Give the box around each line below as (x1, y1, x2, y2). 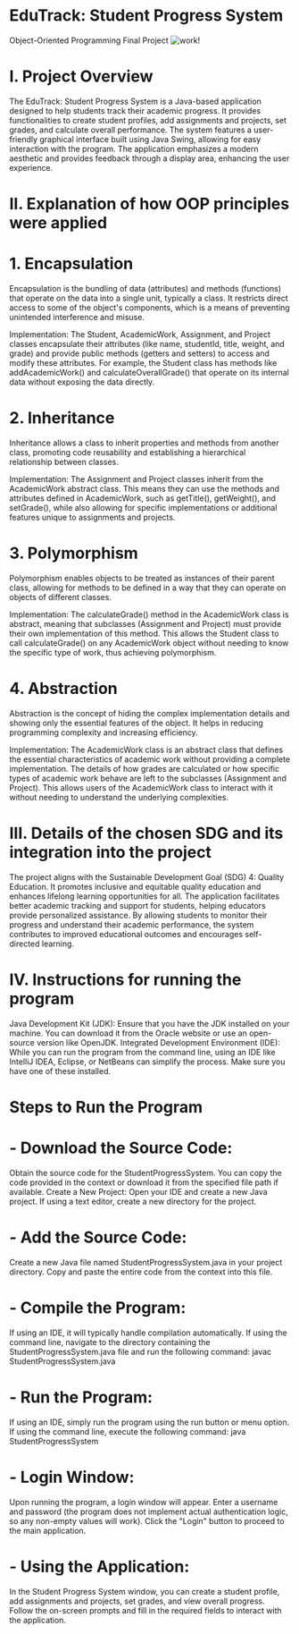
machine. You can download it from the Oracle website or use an (9, 1028, 247, 1038)
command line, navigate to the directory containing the (9, 1336, 211, 1347)
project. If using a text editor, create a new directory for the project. (9, 1196, 257, 1206)
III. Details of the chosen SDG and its (9, 824, 284, 843)
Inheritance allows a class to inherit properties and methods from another (9, 437, 279, 448)
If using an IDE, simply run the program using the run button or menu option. (9, 1417, 290, 1427)
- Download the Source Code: (9, 1138, 233, 1158)
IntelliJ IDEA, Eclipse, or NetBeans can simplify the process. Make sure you (9, 1056, 286, 1067)
